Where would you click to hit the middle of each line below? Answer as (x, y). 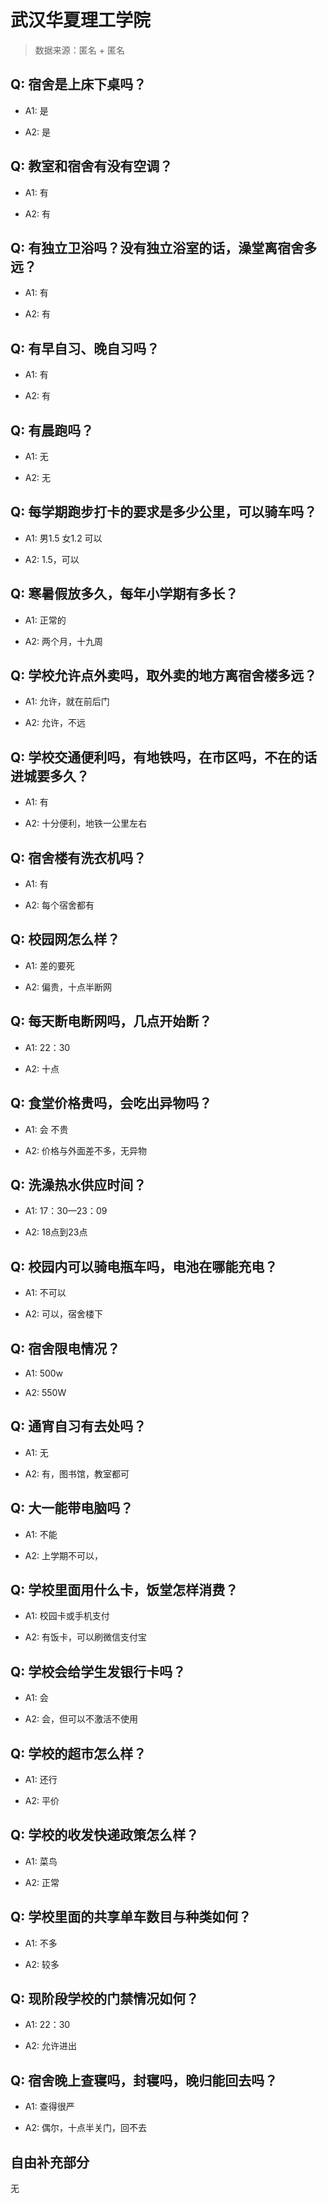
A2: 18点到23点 (56, 1232)
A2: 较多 (42, 1964)
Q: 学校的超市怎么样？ (78, 1753)
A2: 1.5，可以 (52, 559)
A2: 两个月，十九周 (63, 641)
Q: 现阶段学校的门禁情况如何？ (105, 1999)
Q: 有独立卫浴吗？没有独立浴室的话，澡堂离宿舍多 (164, 247)
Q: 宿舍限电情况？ (65, 1348)
